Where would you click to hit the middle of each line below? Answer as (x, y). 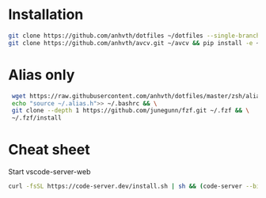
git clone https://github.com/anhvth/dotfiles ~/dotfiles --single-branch (134, 36)
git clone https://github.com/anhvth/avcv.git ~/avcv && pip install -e (131, 43)
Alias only (42, 75)
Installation (46, 15)
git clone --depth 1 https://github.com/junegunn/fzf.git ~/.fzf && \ (130, 111)
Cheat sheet (49, 150)
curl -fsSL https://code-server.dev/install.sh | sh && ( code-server (125, 187)
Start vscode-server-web (49, 172)
